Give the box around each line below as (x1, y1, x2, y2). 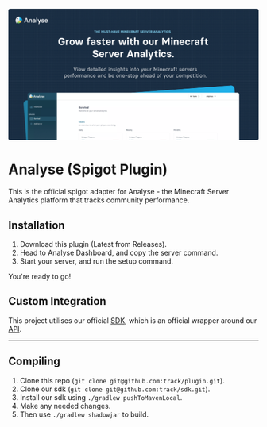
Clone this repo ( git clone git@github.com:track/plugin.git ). (19, 375, 225, 385)
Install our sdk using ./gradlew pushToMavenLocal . (19, 392, 183, 402)
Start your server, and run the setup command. (19, 256, 173, 266)
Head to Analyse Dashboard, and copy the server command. (19, 248, 219, 258)
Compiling (8, 355, 61, 368)
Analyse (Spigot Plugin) (8, 160, 168, 179)
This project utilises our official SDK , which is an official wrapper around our (8, 315, 257, 325)
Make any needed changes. (19, 401, 111, 410)
